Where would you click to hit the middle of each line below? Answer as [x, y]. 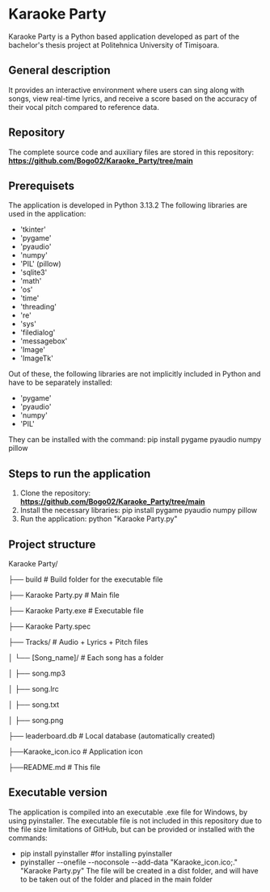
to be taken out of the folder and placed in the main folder [116, 879]
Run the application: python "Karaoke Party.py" [99, 519]
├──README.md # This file [55, 767]
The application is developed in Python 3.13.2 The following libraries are [128, 205]
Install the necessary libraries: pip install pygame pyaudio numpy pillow [138, 511]
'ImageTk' [37, 358]
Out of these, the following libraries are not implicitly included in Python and [135, 374]
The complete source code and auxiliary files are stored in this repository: [131, 152]
